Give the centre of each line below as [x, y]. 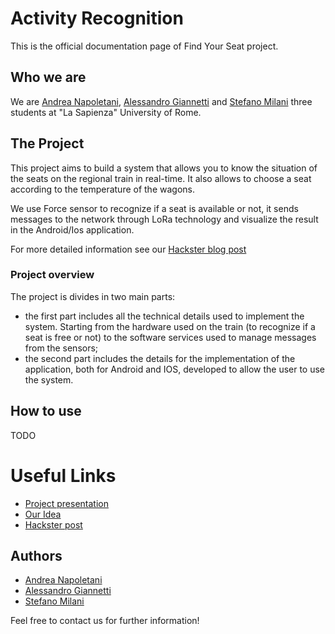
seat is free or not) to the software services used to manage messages [170, 337]
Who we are [48, 77]
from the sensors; [61, 348]
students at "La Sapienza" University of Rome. [106, 112]
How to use [46, 411]
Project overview [52, 275]
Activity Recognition [97, 18]
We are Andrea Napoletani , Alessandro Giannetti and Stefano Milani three [161, 101]
